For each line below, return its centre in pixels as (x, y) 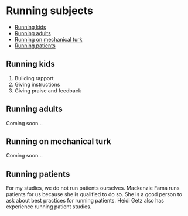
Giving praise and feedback (48, 90)
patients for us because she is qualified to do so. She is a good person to (94, 194)
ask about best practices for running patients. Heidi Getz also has (85, 201)
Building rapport (34, 78)
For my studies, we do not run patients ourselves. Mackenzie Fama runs (93, 188)
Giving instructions (37, 84)
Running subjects (50, 11)
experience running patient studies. (49, 207)
